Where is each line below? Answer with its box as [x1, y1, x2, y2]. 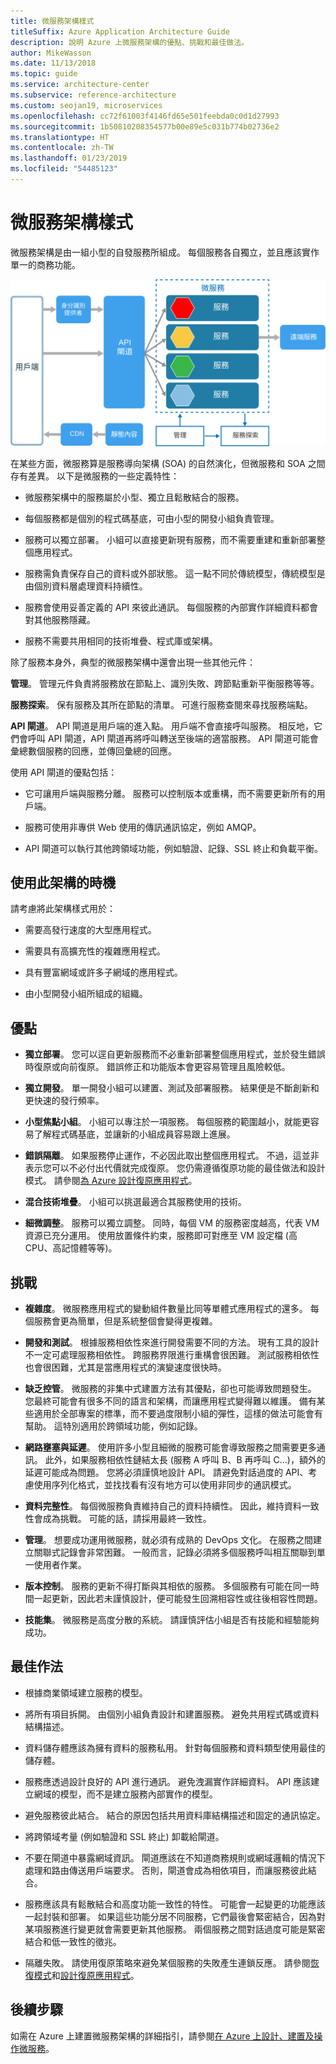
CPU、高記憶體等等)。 [24, 1242, 118, 1254]
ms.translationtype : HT [10, 132, 110, 142]
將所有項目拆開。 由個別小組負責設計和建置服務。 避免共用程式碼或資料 [24, 1708, 320, 1720]
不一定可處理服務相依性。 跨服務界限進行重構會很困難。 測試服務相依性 [24, 1349, 320, 1361]
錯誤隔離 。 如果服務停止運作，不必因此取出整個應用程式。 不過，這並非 [24, 1150, 320, 1162]
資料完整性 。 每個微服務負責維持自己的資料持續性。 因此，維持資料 [24, 1500, 302, 1512]
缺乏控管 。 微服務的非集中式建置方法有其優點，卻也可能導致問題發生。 [24, 1383, 317, 1395]
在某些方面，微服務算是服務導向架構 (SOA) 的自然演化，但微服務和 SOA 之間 [10, 457, 326, 469]
